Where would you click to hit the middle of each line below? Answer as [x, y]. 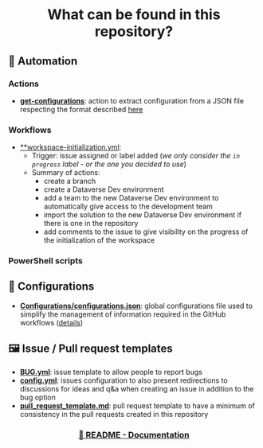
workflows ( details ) [51, 322]
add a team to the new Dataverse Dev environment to [131, 198]
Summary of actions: [66, 173]
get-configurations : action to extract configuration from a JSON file [132, 100]
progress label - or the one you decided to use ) [109, 164]
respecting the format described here [81, 109]
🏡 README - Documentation [134, 434]
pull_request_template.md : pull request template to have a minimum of [137, 405]
